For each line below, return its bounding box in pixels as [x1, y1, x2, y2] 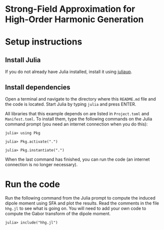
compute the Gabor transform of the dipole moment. [5, 210, 111, 216]
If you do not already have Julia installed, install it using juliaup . [5, 69, 132, 75]
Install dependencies [5, 83, 70, 91]
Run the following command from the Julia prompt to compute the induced [5, 195, 156, 201]
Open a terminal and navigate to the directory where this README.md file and [5, 96, 156, 102]
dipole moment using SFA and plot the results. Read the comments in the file [5, 200, 159, 206]
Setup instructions [5, 36, 82, 48]
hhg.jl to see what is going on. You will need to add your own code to [5, 205, 146, 211]
